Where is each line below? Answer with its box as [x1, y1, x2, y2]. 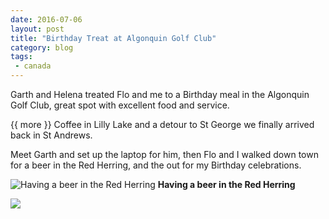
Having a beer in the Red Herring [157, 179, 296, 190]
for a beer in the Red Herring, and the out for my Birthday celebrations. [10, 159, 302, 171]
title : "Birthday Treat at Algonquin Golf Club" [10, 33, 217, 43]
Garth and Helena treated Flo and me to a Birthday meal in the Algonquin [10, 89, 310, 100]
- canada [14, 61, 52, 71]
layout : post [10, 24, 65, 34]
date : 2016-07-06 [10, 14, 83, 25]
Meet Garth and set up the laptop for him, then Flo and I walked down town [10, 149, 319, 160]
